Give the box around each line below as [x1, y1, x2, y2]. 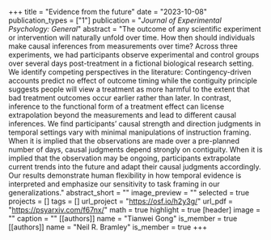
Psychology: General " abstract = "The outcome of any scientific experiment [8, 24, 261, 33]
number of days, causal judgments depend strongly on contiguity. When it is [8, 145, 263, 154]
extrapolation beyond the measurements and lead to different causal [8, 110, 237, 120]
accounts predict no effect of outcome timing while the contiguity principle [8, 76, 257, 85]
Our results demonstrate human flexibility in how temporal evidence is [8, 170, 242, 180]
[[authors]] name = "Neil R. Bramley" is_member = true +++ [8, 222, 208, 232]
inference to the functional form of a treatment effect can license [8, 101, 225, 111]
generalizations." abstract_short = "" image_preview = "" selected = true [8, 188, 249, 197]
